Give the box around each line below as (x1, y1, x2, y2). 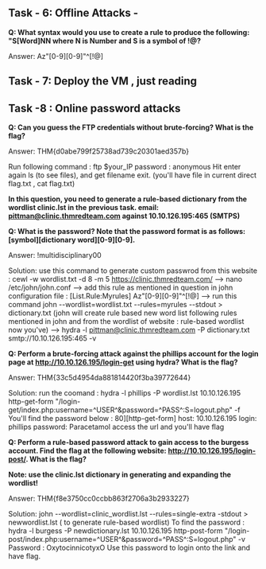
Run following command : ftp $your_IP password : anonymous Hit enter (8, 162, 241, 172)
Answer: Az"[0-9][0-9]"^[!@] (8, 51, 104, 60)
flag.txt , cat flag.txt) (8, 179, 75, 189)
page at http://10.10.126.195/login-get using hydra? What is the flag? (8, 357, 238, 367)
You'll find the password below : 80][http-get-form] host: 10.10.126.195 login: (8, 414, 257, 423)
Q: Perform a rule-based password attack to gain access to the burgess (8, 438, 249, 447)
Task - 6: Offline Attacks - (8, 6, 139, 20)
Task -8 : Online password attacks (8, 101, 181, 115)
